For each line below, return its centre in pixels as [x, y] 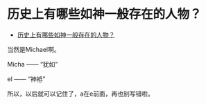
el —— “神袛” [26, 79]
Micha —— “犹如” [33, 64]
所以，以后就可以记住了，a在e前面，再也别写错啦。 [81, 94]
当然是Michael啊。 [34, 49]
